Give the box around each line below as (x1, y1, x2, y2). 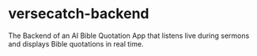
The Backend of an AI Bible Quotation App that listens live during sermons (8, 31, 250, 40)
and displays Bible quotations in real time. (8, 39, 144, 48)
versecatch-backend (8, 5, 149, 23)
